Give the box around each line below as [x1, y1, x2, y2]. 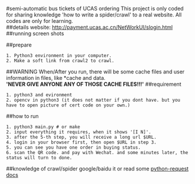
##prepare [6, 41, 32, 48]
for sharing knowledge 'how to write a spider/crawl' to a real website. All [6, 11, 182, 18]
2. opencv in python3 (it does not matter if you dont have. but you [6, 97, 181, 103]
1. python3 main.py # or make [6, 124, 81, 130]
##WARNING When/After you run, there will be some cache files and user [6, 68, 185, 75]
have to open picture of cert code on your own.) [6, 102, 131, 108]
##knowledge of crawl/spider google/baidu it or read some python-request [6, 165, 189, 172]
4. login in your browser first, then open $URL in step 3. [6, 139, 157, 145]
